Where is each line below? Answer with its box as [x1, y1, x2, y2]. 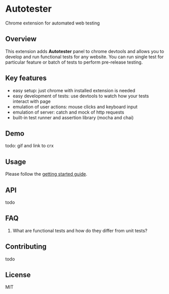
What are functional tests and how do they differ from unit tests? [12, 227, 148, 233]
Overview [5, 35, 37, 43]
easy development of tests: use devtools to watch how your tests [12, 93, 149, 99]
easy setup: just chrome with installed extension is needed [12, 87, 136, 93]
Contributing [5, 243, 47, 251]
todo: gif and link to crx [5, 143, 54, 149]
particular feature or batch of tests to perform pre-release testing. [5, 59, 143, 65]
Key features [5, 74, 47, 83]
